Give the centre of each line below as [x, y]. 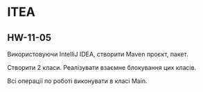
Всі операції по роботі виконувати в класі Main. [77, 81]
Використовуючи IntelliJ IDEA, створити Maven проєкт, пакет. [98, 54]
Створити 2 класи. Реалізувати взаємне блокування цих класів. [102, 67]
